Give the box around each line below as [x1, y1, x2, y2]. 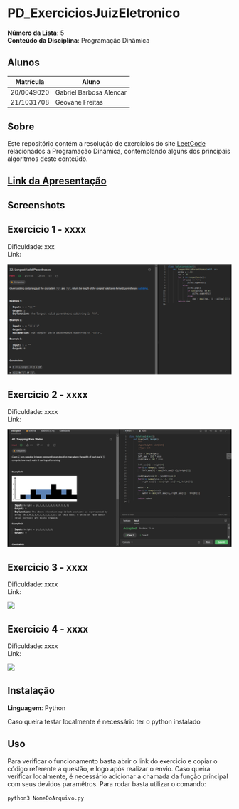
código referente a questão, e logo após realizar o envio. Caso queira [7, 764, 211, 773]
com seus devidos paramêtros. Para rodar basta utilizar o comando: [7, 779, 206, 788]
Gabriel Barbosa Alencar [55, 88, 127, 97]
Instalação [7, 684, 55, 697]
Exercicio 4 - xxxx [7, 623, 89, 635]
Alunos [7, 57, 41, 69]
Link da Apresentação [7, 175, 107, 187]
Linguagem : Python [7, 703, 66, 712]
